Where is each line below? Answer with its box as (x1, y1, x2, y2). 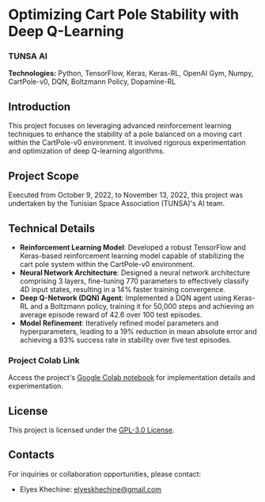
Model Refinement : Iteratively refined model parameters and (19, 318, 219, 328)
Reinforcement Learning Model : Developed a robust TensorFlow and (19, 242, 247, 252)
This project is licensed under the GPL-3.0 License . (8, 425, 176, 435)
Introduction (8, 100, 71, 113)
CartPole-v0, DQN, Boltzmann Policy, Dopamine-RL (8, 77, 176, 86)
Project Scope (8, 169, 79, 183)
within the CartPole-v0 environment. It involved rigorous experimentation (8, 138, 247, 147)
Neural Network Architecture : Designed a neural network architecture (19, 268, 251, 277)
